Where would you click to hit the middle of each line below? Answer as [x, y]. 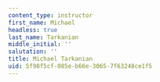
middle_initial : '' [40, 45]
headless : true [33, 30]
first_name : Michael [42, 23]
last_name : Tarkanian [44, 37]
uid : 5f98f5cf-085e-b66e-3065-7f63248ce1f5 [80, 66]
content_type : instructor [50, 15]
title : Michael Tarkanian [50, 59]
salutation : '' [33, 52]
